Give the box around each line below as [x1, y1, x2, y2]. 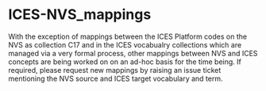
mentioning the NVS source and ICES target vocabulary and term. [8, 74, 223, 83]
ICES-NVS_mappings [8, 6, 152, 24]
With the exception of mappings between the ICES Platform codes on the [8, 32, 248, 41]
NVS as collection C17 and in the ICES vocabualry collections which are [8, 40, 242, 49]
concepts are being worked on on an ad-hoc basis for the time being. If [8, 57, 242, 66]
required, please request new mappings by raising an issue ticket [8, 65, 222, 74]
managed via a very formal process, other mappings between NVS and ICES [8, 48, 258, 58]
